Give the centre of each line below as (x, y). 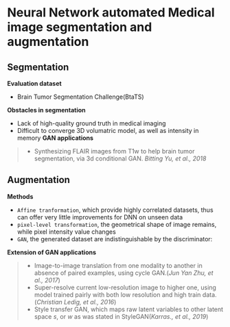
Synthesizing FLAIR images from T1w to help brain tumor (114, 151)
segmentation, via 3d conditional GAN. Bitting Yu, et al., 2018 (120, 158)
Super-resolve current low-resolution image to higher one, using (125, 287)
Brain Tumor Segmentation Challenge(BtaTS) (80, 97)
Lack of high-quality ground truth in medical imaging (91, 123)
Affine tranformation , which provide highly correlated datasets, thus (115, 210)
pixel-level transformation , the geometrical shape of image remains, (117, 224)
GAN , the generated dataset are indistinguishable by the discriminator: (115, 239)
